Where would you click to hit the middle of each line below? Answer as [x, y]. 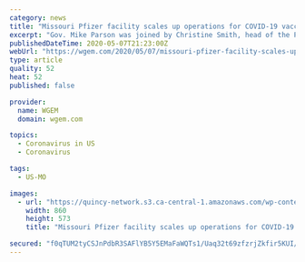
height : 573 [48, 219]
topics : [24, 136]
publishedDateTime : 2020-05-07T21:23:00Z [89, 43]
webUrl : [24, 52]
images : [24, 193]
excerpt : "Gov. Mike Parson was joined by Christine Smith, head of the [150, 35]
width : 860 [46, 210]
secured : [26, 244]
